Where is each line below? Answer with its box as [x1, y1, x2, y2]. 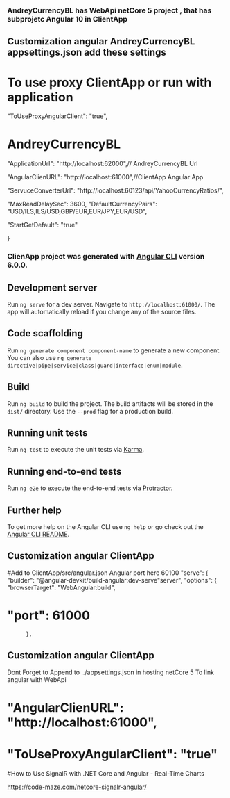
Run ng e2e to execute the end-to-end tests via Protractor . [7, 484, 173, 492]
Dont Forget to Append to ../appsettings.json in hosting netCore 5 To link [7, 668, 215, 676]
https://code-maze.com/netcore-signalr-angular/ [7, 783, 147, 791]
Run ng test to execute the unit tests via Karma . [7, 446, 144, 454]
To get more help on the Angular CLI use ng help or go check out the [7, 522, 204, 530]
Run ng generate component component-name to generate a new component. [7, 346, 222, 355]
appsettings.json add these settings [7, 47, 166, 58]
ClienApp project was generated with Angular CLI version [7, 252, 205, 261]
